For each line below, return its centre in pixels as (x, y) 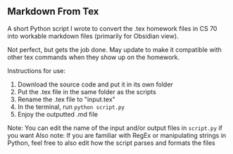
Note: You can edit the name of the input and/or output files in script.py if (115, 128)
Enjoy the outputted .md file (58, 114)
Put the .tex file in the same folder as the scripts (87, 91)
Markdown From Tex (53, 12)
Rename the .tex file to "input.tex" (67, 99)
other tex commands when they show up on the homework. (94, 57)
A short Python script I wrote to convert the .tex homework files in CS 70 (112, 28)
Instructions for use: (36, 70)
